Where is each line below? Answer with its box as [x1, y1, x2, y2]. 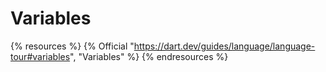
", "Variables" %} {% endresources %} [69, 50, 229, 62]
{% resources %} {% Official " [10, 40, 135, 52]
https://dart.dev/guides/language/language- [133, 40, 316, 52]
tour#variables [10, 50, 71, 62]
